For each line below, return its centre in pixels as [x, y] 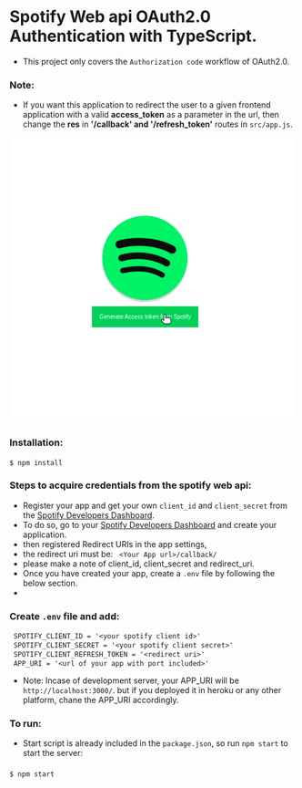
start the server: [53, 753]
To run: [26, 724]
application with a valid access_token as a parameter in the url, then [151, 115]
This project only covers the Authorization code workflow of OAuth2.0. [156, 61]
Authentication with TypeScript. [133, 36]
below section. [50, 583]
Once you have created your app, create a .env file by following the [149, 573]
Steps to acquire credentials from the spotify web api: [131, 485]
